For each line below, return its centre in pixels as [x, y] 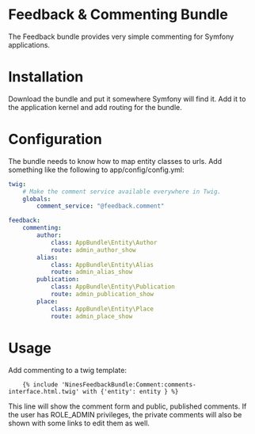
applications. [29, 44]
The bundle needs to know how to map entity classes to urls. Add [115, 161]
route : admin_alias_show [91, 272]
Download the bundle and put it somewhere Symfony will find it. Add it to [127, 99]
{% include [40, 385]
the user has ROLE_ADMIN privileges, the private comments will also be [125, 414]
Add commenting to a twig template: [67, 370]
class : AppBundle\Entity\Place [102, 309]
